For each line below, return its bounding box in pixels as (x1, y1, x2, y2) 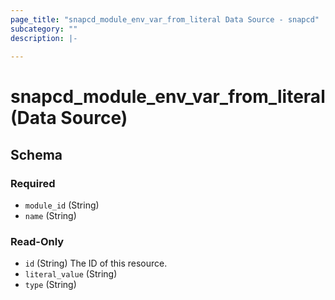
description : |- (10, 33, 78, 43)
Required (10, 176, 56, 190)
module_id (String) (24, 199, 100, 211)
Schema (10, 146, 63, 163)
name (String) (24, 210, 77, 222)
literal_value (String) (24, 268, 118, 280)
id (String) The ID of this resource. (24, 257, 168, 270)
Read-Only (10, 235, 65, 249)
